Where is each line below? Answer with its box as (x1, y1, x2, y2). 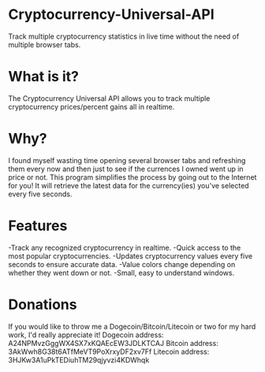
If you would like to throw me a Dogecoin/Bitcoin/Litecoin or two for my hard (8, 322, 256, 331)
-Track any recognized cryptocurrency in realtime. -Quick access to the (8, 243, 241, 252)
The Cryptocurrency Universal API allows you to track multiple (8, 93, 211, 103)
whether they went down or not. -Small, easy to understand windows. (8, 268, 235, 277)
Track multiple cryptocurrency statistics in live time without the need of (8, 32, 240, 41)
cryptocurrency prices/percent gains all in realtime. (8, 102, 175, 111)
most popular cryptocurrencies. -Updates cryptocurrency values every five (8, 251, 253, 261)
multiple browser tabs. (8, 39, 81, 49)
